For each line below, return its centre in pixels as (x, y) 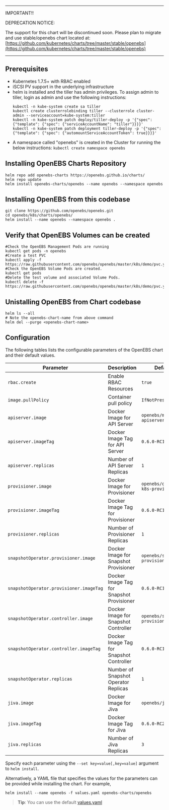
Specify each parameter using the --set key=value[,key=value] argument (82, 763)
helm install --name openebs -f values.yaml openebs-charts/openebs (78, 793)
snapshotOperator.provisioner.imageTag (55, 588)
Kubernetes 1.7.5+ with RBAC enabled (51, 81)
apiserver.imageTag (31, 442)
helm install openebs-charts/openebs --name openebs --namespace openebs (84, 184)
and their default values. (30, 355)
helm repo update (23, 179)
